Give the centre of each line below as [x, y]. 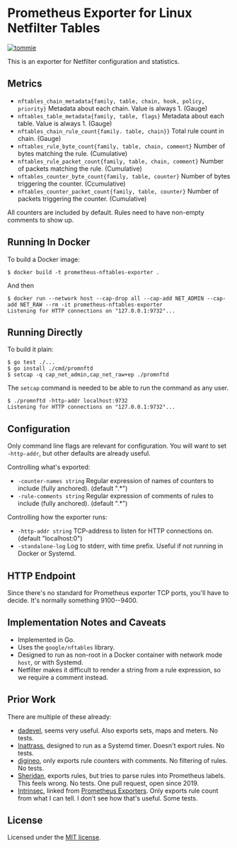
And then [21, 286]
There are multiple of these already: [59, 716]
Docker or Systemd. [47, 553]
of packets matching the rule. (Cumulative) [80, 169]
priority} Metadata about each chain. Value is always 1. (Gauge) [112, 108]
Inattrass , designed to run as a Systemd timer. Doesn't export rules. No [121, 745]
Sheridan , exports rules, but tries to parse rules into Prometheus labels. [121, 775]
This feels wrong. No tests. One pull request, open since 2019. [108, 783]
